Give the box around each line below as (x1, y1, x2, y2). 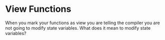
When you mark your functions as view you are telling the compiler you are (5, 20, 160, 26)
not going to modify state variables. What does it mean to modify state (5, 25, 151, 31)
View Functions (5, 3, 72, 15)
